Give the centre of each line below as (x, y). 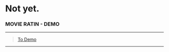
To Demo (27, 40)
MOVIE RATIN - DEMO (32, 24)
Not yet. (22, 9)
